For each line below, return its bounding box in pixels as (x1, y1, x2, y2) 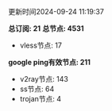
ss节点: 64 (19, 84, 55, 94)
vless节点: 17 (19, 40, 62, 50)
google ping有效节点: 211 (8, 58, 91, 67)
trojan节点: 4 (19, 94, 62, 103)
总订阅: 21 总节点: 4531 (8, 24, 85, 33)
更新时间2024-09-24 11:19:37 (8, 7, 105, 16)
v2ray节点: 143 (19, 75, 69, 83)
